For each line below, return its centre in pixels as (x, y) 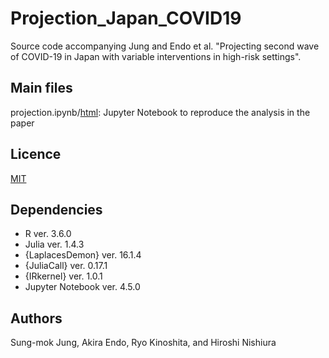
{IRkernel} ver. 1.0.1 (63, 276)
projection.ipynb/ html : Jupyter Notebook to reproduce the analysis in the (160, 112)
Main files (41, 88)
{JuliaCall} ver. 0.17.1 (66, 266)
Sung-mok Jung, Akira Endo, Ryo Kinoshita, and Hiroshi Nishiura (143, 343)
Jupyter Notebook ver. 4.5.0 (82, 287)
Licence (36, 154)
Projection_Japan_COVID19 (126, 18)
